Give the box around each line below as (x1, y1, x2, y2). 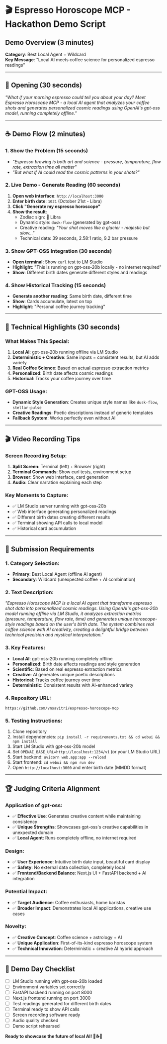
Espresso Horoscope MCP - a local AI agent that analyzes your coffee (5, 100, 150, 105)
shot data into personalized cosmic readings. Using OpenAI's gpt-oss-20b (5, 606, 158, 612)
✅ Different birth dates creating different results (12, 514, 110, 521)
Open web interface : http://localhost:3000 (12, 193, 104, 199)
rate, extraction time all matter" (12, 164, 77, 170)
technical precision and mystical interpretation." (5, 632, 103, 638)
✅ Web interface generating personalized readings (12, 509, 117, 515)
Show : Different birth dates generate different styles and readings (12, 270, 148, 276)
